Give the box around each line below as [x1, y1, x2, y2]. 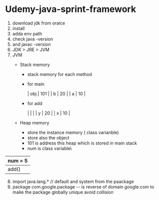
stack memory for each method [27, 71, 92, 77]
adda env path [12, 30, 42, 36]
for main [27, 81, 45, 87]
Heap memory [19, 119, 50, 125]
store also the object [27, 134, 70, 140]
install [12, 25, 25, 31]
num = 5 [7, 157, 28, 164]
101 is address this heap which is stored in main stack [27, 140, 137, 146]
